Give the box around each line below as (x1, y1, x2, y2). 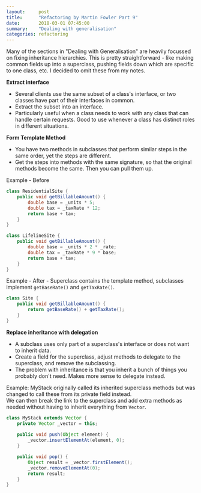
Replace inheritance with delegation (6, 328, 98, 336)
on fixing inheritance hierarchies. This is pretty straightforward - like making (6, 54, 194, 61)
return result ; (28, 471, 66, 477)
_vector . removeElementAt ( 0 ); (28, 465, 101, 471)
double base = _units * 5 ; (28, 199, 95, 206)
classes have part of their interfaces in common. (14, 97, 135, 104)
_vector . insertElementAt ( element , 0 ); (28, 438, 125, 444)
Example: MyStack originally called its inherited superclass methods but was (6, 384, 196, 391)
